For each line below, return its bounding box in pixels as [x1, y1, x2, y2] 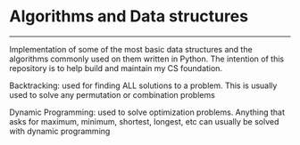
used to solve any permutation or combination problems [9, 89, 216, 100]
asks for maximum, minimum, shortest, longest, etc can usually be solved [9, 116, 279, 126]
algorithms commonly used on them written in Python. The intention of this [9, 53, 284, 64]
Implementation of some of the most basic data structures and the [9, 44, 253, 54]
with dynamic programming [9, 125, 111, 136]
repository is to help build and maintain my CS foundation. [9, 62, 223, 73]
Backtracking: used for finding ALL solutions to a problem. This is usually [9, 80, 278, 91]
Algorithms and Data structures [9, 6, 248, 27]
